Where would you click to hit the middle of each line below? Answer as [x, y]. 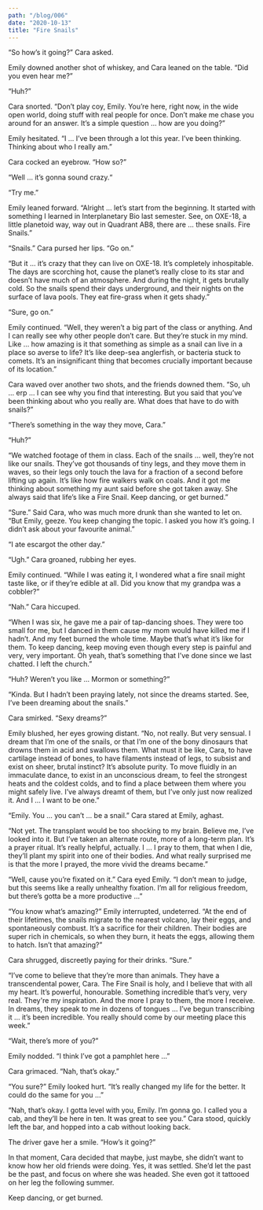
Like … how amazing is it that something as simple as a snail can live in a [126, 344]
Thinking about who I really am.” [60, 147]
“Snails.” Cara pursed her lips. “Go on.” [71, 248]
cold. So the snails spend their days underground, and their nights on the [126, 289]
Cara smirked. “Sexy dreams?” [58, 718]
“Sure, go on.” [31, 313]
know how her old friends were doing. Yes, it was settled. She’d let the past [130, 1166]
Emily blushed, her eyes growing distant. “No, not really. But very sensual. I [130, 734]
